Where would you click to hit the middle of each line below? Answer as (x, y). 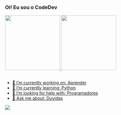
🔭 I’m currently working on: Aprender (49, 82)
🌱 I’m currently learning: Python (44, 88)
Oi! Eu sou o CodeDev (31, 7)
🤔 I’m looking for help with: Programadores (55, 93)
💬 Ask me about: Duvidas (38, 98)
